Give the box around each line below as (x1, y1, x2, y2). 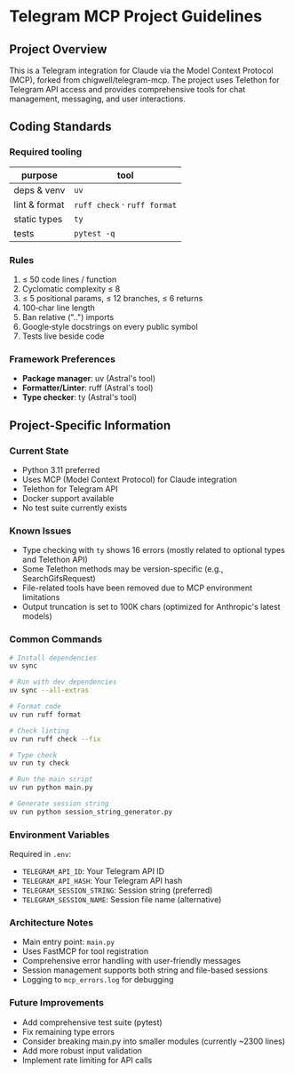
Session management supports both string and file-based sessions (21, 965, 268, 975)
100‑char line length (21, 302, 95, 313)
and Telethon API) (21, 554, 89, 565)
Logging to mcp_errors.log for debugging (21, 974, 174, 985)
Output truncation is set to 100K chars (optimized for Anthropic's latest (21, 602, 282, 613)
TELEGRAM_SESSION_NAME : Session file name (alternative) (21, 894, 222, 905)
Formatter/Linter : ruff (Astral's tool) (21, 382, 154, 393)
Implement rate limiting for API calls (21, 1054, 153, 1065)
